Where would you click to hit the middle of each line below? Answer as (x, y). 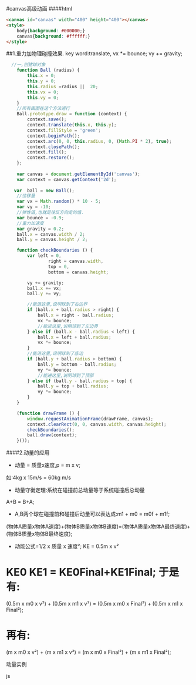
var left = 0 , (44, 256)
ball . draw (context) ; (52, 435)
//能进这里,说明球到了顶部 (65, 375)
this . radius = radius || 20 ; (63, 86)
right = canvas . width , (76, 261)
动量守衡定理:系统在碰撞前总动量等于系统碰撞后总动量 (80, 490)
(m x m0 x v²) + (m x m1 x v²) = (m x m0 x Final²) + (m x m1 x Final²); (89, 652)
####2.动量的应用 (28, 453)
